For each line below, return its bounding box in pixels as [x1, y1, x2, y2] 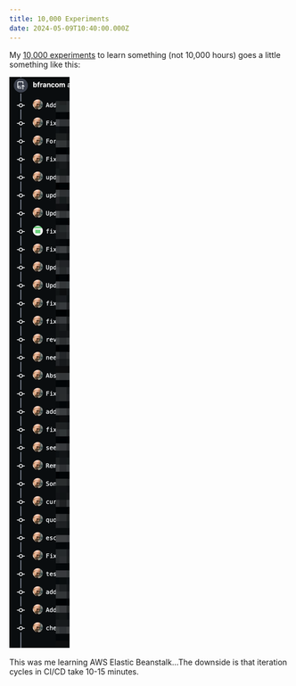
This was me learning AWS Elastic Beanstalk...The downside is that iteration [9, 657, 288, 667]
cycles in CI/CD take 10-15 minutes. [9, 665, 140, 677]
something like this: [9, 59, 81, 70]
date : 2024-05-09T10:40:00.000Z [9, 23, 129, 33]
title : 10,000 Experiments [9, 14, 110, 23]
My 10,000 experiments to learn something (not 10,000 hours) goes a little [9, 49, 281, 60]
